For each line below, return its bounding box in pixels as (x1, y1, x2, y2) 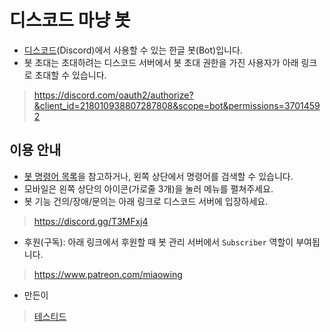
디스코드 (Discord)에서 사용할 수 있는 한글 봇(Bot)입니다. (23, 44, 243, 56)
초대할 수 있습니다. (34, 69, 107, 81)
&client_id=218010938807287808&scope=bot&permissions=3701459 (33, 99, 321, 111)
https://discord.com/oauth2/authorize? (33, 89, 194, 101)
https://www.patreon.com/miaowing (33, 268, 183, 280)
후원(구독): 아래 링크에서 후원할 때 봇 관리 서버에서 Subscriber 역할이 (23, 236, 294, 248)
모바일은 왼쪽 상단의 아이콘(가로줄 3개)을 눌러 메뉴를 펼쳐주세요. (23, 182, 274, 195)
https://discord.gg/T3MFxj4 (33, 215, 149, 227)
